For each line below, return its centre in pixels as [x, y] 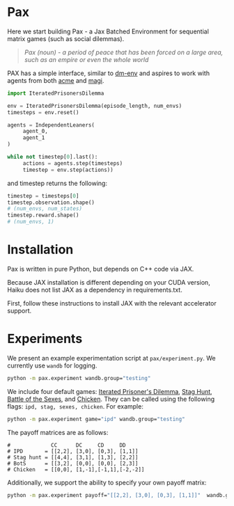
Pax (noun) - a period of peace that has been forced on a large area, [124, 52]
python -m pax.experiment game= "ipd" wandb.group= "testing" [96, 419]
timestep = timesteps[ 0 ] [43, 196]
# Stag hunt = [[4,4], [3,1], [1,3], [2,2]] [73, 457]
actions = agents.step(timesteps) [73, 163]
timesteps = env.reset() [43, 112]
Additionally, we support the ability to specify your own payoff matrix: [107, 482]
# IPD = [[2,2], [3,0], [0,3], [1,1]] [73, 451]
